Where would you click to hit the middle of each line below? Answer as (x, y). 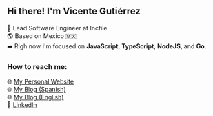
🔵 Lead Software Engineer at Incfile (58, 28)
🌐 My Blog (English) (35, 97)
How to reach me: (37, 66)
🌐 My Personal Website (41, 81)
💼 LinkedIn (22, 105)
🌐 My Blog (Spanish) (37, 90)
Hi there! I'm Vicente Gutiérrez (74, 11)
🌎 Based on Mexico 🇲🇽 (42, 36)
